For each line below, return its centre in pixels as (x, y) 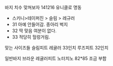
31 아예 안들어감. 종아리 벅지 (40, 24)
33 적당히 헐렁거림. (31, 37)
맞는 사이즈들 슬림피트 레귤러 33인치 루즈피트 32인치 (57, 48)
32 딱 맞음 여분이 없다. (34, 31)
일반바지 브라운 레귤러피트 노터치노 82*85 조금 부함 (56, 58)
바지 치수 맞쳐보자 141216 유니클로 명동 (43, 7)
